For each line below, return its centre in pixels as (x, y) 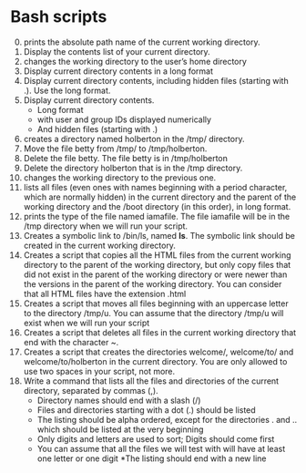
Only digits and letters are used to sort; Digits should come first (156, 438)
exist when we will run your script (87, 323)
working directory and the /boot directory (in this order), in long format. (157, 206)
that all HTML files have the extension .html (105, 293)
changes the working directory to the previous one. (120, 177)
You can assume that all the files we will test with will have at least (161, 448)
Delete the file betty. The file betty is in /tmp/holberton (126, 158)
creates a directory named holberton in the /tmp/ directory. (134, 139)
